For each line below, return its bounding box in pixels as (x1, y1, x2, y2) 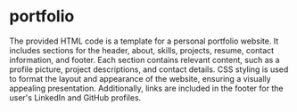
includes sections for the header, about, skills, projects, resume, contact (9, 44, 275, 55)
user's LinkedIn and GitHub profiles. (9, 92, 142, 103)
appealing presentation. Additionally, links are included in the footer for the (9, 83, 284, 93)
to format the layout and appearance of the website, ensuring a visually (9, 73, 271, 84)
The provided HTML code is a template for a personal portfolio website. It (9, 36, 279, 46)
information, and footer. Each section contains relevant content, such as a (9, 54, 280, 65)
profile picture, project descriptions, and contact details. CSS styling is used (9, 64, 289, 75)
